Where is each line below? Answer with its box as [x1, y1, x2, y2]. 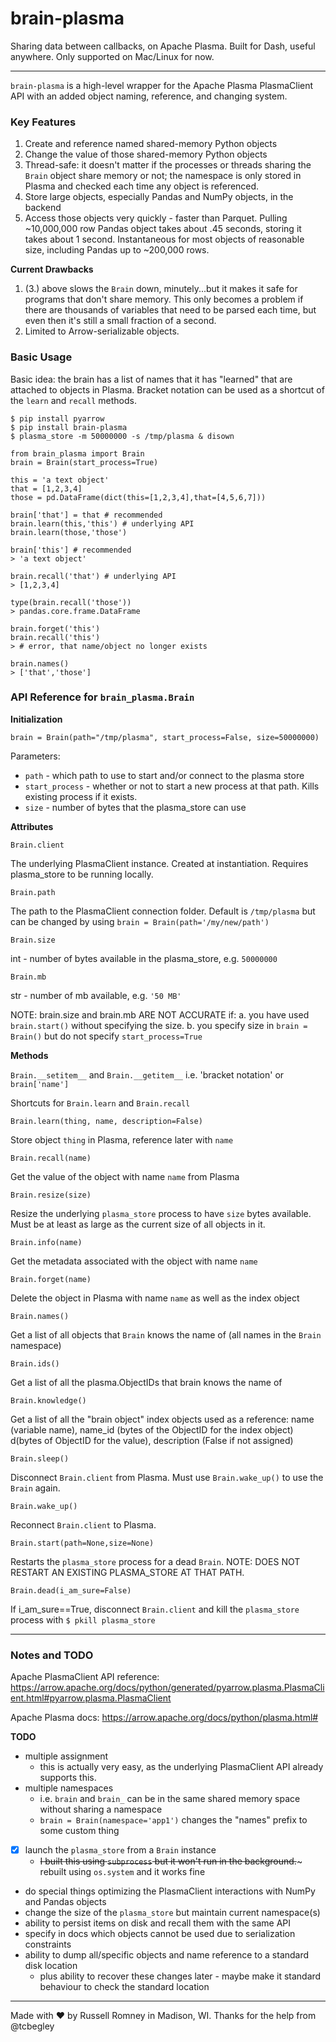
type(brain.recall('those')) [10, 597, 132, 607]
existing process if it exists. [24, 790, 138, 802]
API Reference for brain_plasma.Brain [10, 690, 195, 704]
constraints [24, 1938, 72, 1951]
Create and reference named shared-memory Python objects [24, 138, 278, 150]
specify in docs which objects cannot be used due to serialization [24, 1928, 296, 1940]
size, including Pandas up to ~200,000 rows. [24, 244, 210, 256]
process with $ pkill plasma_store [10, 1613, 156, 1626]
